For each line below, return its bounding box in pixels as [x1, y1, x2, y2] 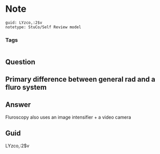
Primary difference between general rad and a [5, 75, 155, 84]
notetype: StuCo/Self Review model [5, 24, 82, 30]
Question [5, 57, 35, 66]
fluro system [5, 83, 47, 92]
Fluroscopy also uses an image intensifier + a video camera [5, 114, 131, 120]
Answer [5, 101, 31, 109]
